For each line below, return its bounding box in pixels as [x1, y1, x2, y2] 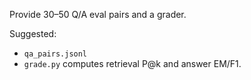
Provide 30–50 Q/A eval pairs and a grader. [9, 9, 187, 20]
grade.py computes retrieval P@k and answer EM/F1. [23, 58, 242, 69]
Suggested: [9, 28, 57, 39]
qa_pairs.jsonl [23, 49, 88, 59]
